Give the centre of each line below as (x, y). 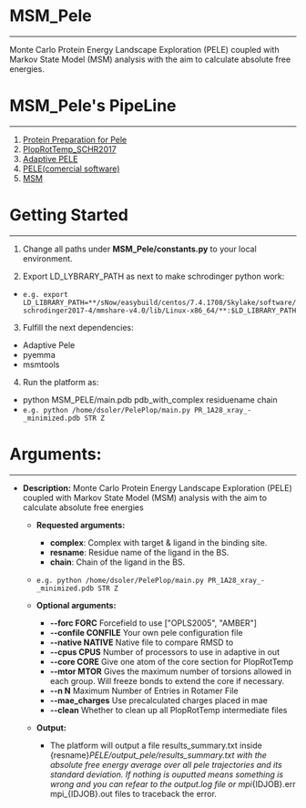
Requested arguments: (81, 525)
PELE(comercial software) (71, 169)
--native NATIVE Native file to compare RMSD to (142, 642)
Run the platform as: (61, 382)
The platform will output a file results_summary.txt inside (156, 745)
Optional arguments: (76, 605)
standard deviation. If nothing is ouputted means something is (167, 774)
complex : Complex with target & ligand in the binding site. (158, 542)
